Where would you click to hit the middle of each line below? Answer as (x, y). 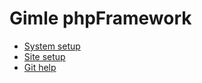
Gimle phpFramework (100, 18)
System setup (52, 46)
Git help (40, 67)
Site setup (44, 56)
